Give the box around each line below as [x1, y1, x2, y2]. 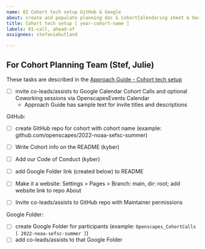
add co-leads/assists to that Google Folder [15, 236, 123, 244]
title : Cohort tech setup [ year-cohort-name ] [6, 20, 130, 26]
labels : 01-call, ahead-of [6, 26, 75, 32]
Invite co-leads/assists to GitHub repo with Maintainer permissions [15, 199, 183, 206]
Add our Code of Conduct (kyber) [15, 156, 101, 163]
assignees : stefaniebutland [6, 32, 78, 38]
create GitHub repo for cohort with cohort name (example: [15, 125, 162, 132]
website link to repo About [15, 187, 82, 194]
